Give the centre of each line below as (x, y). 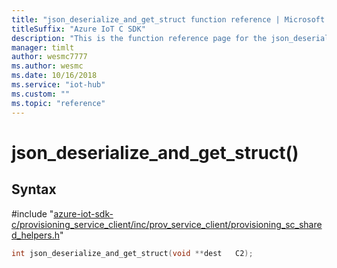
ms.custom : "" (41, 94)
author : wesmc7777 (49, 57)
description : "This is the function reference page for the (139, 38)
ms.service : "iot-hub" (58, 85)
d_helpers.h (35, 235)
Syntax (34, 189)
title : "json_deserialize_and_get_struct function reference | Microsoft (168, 19)
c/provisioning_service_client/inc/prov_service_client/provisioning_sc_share (167, 224)
